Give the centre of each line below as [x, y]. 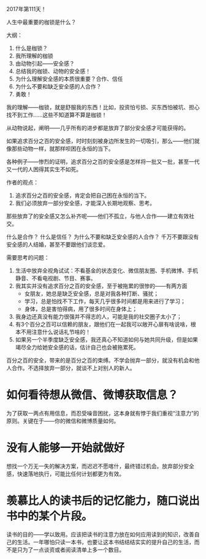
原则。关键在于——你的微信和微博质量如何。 [63, 421]
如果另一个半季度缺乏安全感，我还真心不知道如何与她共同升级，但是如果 [106, 340]
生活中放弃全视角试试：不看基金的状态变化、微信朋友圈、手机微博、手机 [106, 271]
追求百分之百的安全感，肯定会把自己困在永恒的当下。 [82, 195]
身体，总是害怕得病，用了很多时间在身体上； [81, 309]
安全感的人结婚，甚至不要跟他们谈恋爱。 [57, 245]
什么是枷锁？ [31, 48]
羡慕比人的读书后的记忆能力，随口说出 [103, 501]
